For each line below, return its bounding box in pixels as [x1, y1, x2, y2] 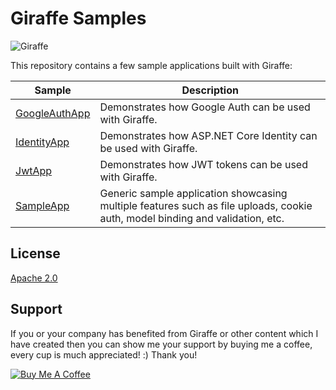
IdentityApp [15, 135, 70, 149]
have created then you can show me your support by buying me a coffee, [10, 338, 313, 350]
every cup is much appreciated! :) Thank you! [10, 348, 198, 361]
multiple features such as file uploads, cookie [99, 198, 313, 212]
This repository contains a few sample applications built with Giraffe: [10, 59, 293, 71]
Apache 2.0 [10, 272, 58, 284]
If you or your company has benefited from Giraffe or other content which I [10, 327, 319, 339]
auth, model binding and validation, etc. [99, 211, 285, 225]
